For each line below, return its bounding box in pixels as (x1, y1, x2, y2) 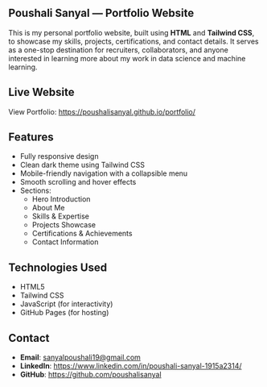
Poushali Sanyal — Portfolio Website (8, 6, 195, 20)
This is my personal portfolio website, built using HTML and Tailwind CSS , (8, 27, 255, 37)
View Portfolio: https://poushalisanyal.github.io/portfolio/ (8, 106, 195, 116)
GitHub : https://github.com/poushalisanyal (19, 370, 162, 380)
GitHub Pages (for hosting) (19, 308, 109, 318)
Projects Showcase (31, 220, 97, 230)
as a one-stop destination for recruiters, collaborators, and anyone (8, 44, 229, 55)
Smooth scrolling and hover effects (19, 177, 137, 187)
